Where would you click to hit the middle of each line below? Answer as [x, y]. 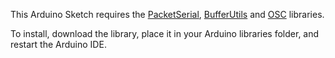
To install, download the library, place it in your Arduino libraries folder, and [165, 33]
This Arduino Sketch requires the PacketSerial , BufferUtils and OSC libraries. [167, 14]
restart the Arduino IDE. [58, 44]
